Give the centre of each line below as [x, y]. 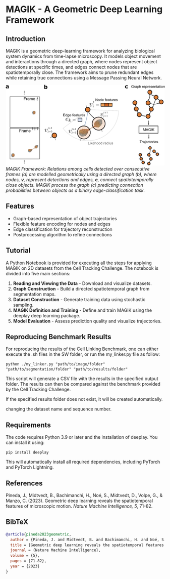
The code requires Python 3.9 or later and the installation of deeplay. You [82, 437]
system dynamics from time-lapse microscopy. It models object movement [83, 56]
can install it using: [25, 443]
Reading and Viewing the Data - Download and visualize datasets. [82, 283]
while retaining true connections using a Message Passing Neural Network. [84, 78]
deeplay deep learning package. [46, 315]
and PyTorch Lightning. [30, 467]
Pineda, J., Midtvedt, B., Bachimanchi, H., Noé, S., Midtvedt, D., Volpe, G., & [84, 495]
